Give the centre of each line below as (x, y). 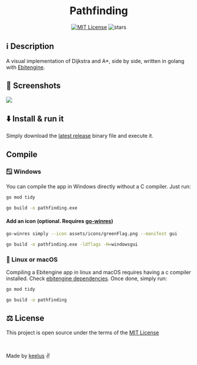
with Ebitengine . (26, 67)
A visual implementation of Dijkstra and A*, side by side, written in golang (95, 61)
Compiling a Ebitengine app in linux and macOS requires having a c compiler (98, 273)
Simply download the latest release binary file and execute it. (80, 136)
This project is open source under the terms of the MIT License (83, 332)
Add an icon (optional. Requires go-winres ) (60, 221)
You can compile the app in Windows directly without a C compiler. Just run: (98, 187)
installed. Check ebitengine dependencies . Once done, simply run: (87, 278)
